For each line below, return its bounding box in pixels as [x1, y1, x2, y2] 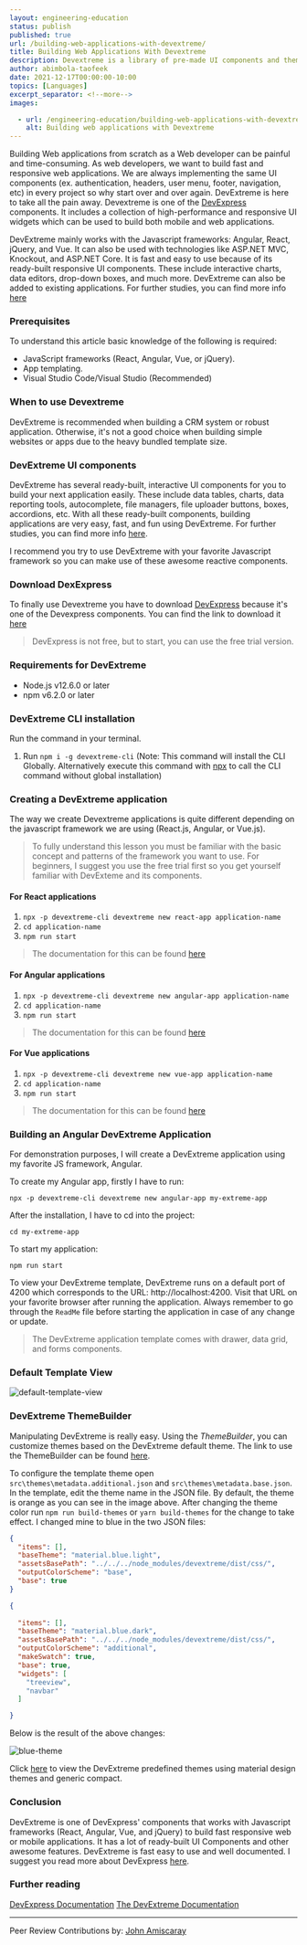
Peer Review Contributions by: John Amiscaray [9, 1925, 187, 1936]
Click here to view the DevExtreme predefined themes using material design [9, 1763, 296, 1774]
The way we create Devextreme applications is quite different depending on [9, 814, 295, 825]
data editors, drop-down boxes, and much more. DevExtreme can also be [9, 273, 286, 284]
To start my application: [9, 1243, 99, 1254]
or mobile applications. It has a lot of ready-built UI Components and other [9, 1835, 290, 1846]
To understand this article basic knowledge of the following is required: [9, 335, 277, 347]
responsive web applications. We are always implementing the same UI [9, 168, 277, 179]
